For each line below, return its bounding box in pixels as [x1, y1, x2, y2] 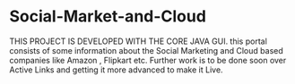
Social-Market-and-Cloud [9, 6, 206, 27]
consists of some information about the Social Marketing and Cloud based [9, 45, 284, 55]
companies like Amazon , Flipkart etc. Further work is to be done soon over [9, 55, 287, 65]
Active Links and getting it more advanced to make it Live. [9, 64, 223, 75]
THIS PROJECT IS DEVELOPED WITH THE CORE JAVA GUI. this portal [9, 36, 267, 46]
